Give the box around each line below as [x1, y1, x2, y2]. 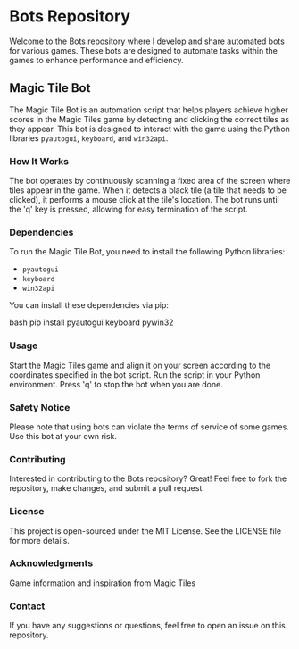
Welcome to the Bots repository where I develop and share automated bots [9, 36, 286, 46]
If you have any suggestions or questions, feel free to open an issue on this [9, 620, 286, 631]
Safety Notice [9, 401, 71, 413]
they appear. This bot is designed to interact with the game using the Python [9, 123, 290, 134]
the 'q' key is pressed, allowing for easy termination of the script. [9, 204, 248, 215]
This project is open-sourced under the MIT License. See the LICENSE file [9, 525, 282, 537]
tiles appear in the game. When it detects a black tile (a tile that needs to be [9, 185, 287, 196]
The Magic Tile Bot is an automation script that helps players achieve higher [9, 104, 288, 115]
